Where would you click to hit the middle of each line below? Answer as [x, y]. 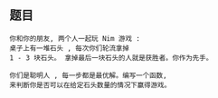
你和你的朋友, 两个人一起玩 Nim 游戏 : [75, 38]
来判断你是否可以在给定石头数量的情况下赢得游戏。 [90, 85]
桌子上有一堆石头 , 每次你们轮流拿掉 [69, 48]
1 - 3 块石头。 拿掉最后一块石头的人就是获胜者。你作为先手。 [111, 58]
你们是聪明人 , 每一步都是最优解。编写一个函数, [88, 75]
